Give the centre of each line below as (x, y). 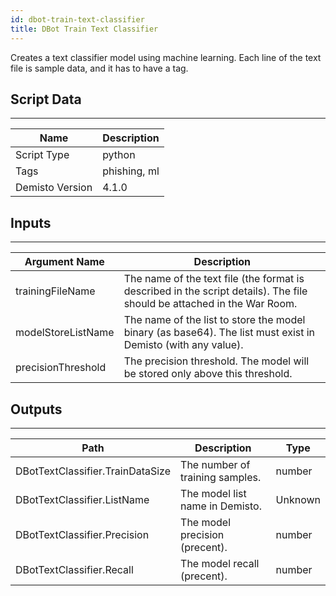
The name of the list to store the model (214, 320)
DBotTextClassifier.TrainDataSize (93, 471)
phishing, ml (131, 171)
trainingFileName (55, 291)
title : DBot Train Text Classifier (84, 29)
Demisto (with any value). (183, 345)
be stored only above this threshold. (208, 374)
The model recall (220, 563)
